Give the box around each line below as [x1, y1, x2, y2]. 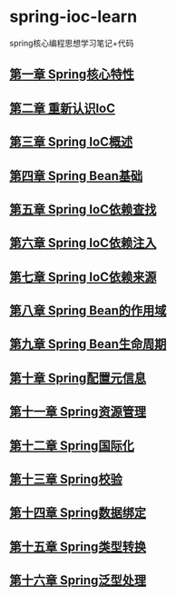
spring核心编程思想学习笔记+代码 [9, 37, 134, 48]
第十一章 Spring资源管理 [9, 404, 147, 420]
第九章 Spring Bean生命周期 [9, 336, 167, 352]
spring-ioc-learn [9, 6, 138, 27]
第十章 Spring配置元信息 [9, 370, 147, 385]
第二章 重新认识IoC [9, 100, 116, 115]
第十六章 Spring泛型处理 [9, 572, 147, 588]
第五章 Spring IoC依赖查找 [9, 202, 157, 217]
